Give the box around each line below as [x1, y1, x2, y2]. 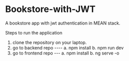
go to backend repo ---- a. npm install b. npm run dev [12, 44, 124, 50]
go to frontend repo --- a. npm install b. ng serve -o [12, 50, 119, 56]
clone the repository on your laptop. [12, 39, 87, 45]
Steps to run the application [5, 29, 63, 35]
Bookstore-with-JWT [5, 3, 96, 15]
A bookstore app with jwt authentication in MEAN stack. [5, 20, 120, 26]
